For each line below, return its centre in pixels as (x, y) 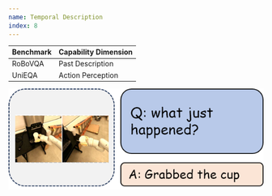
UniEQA (25, 75)
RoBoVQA (28, 64)
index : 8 (23, 26)
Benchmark (32, 52)
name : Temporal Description (56, 17)
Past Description (86, 64)
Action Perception (89, 75)
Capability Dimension (96, 52)
